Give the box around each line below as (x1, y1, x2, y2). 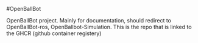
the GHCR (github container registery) (6, 30, 102, 37)
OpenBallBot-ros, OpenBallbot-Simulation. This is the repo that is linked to (6, 24, 192, 30)
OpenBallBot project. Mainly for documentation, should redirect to (6, 17, 172, 24)
